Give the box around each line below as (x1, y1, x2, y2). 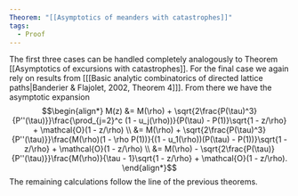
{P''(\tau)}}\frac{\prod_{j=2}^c (12, 115, 123, 126)
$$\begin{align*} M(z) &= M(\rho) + (41, 106, 173, 117)
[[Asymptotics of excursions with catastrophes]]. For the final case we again (9, 63, 289, 74)
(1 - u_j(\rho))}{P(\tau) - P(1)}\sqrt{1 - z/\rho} (124, 115, 287, 126)
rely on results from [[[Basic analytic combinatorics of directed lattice (9, 73, 264, 84)
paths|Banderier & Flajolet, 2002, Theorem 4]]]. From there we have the (9, 82, 272, 94)
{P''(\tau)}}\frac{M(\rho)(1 (12, 135, 107, 145)
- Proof (17, 29, 46, 38)
